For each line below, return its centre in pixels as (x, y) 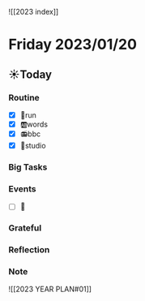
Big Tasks (28, 167)
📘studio (33, 146)
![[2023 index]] (34, 12)
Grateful (25, 228)
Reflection (29, 250)
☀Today (30, 74)
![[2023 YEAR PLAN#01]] (50, 289)
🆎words (34, 124)
